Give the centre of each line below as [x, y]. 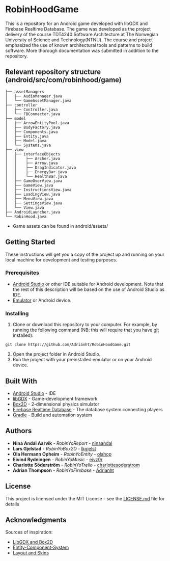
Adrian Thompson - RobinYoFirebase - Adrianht [63, 470]
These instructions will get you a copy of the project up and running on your [85, 254]
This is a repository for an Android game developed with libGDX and [77, 23]
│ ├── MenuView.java [29, 199]
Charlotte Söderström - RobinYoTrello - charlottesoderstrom [76, 465]
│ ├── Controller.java [32, 110]
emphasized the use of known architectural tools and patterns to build [79, 45]
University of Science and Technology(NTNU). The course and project [79, 40]
